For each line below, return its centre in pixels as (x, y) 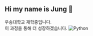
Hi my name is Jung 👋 (39, 9)
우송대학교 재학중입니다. (28, 22)
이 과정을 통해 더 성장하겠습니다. (36, 28)
